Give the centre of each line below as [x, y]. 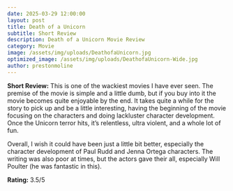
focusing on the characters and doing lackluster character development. [111, 115]
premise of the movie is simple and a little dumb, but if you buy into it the [112, 93]
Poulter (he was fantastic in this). [55, 166]
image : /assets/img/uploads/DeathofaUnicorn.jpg [79, 53]
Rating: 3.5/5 [26, 180]
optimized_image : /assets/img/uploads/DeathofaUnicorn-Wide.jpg [103, 59]
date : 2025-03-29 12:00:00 [46, 14]
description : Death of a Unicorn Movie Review [76, 40]
